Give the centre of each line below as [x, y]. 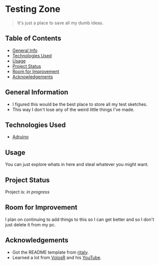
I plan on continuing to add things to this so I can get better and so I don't [80, 219]
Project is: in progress [27, 192]
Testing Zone [33, 9]
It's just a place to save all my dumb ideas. [60, 23]
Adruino [20, 137]
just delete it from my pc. [30, 224]
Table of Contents [33, 38]
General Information [37, 92]
